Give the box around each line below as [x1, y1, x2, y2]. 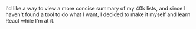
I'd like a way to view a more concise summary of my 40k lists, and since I [5, 5, 186, 12]
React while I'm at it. [5, 17, 55, 24]
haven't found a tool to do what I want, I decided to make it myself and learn [5, 11, 191, 18]
